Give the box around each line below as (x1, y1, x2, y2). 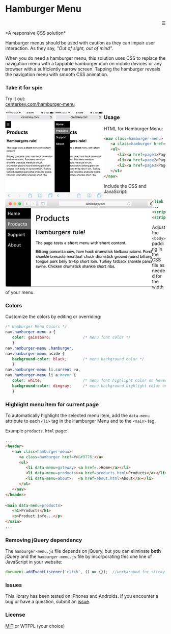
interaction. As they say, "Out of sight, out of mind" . (5, 45, 113, 51)
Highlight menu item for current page (5, 401, 99, 408)
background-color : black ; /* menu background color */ (12, 356, 145, 361)
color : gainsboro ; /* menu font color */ (12, 335, 131, 340)
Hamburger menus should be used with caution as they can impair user (5, 39, 155, 46)
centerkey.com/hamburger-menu (5, 101, 75, 107)
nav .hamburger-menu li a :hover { (5, 373, 76, 378)
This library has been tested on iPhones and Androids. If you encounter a (5, 593, 159, 599)
